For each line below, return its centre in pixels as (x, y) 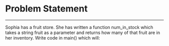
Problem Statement (47, 9)
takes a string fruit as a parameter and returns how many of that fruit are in (82, 32)
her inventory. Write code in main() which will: (53, 37)
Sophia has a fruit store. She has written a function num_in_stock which (79, 27)
